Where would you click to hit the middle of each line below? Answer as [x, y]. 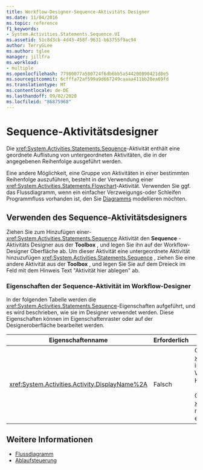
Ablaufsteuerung [36, 460]
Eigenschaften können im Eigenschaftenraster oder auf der [80, 318]
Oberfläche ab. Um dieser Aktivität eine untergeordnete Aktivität [110, 251]
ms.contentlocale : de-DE [37, 91]
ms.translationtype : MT [36, 85]
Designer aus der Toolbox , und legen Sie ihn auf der [97, 245]
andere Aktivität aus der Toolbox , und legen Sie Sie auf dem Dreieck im [96, 264]
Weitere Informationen [50, 439]
